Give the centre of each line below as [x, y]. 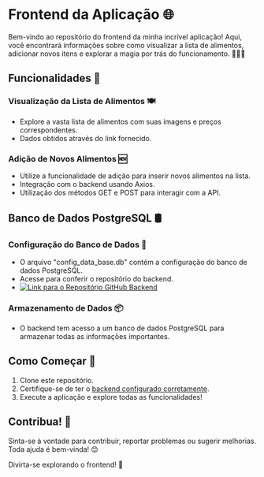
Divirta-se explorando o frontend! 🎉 [66, 464]
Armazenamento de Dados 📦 [66, 307]
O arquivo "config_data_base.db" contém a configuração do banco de [134, 262]
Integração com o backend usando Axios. [87, 184]
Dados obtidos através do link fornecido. [86, 138]
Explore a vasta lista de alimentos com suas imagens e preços [121, 121]
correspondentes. [48, 130]
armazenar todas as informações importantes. [95, 336]
